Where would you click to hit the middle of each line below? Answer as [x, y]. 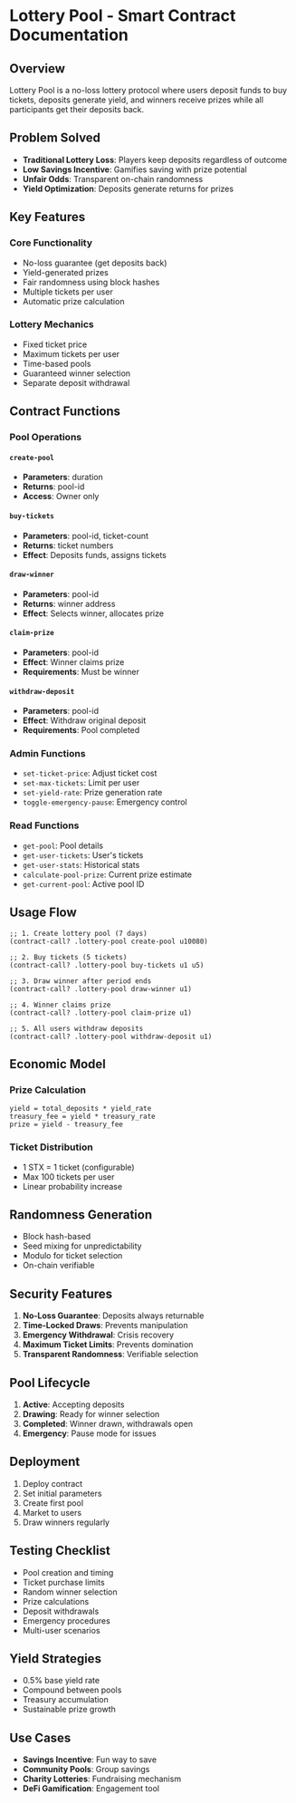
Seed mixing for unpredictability [82, 1246]
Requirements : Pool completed [81, 730]
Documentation [69, 35]
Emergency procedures [66, 1620]
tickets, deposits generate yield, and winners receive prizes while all [137, 100]
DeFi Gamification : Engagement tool [91, 1789]
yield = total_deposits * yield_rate [81, 1109]
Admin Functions [48, 754]
